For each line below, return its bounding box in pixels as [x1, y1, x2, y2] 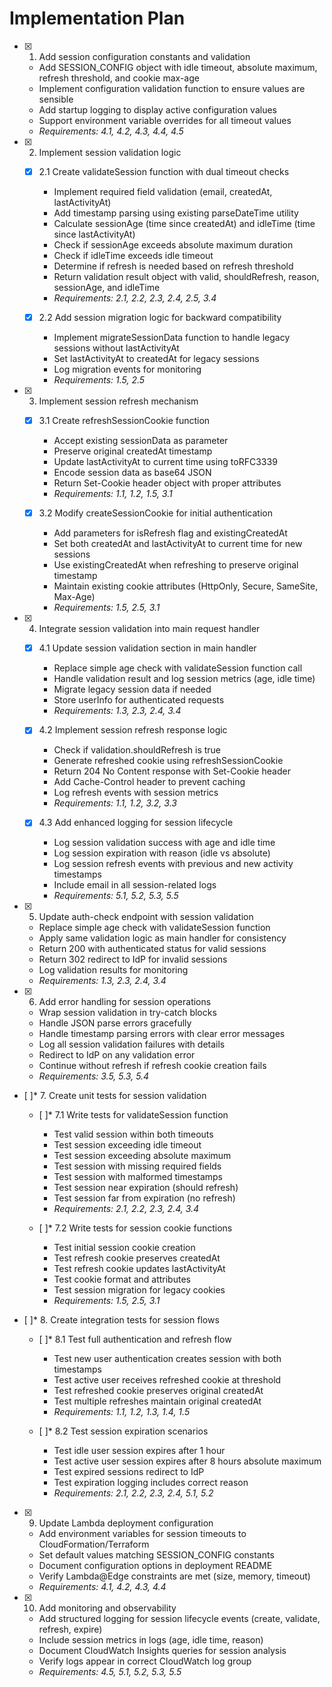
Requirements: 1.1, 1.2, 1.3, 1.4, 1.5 [53, 1406, 191, 1418]
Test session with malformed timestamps [53, 1171, 223, 1183]
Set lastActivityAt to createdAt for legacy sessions [53, 353, 260, 365]
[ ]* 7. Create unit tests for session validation [23, 1090, 207, 1102]
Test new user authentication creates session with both [53, 1353, 282, 1365]
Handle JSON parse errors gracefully [38, 1017, 192, 1029]
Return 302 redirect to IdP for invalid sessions [38, 953, 228, 966]
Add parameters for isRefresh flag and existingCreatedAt [53, 527, 288, 539]
